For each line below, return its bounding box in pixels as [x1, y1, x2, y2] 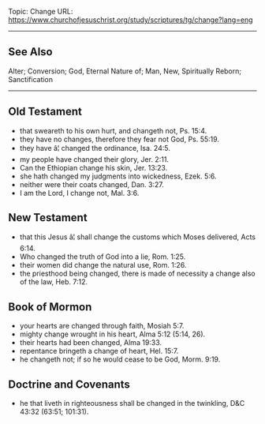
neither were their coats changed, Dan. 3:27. [19, 179, 164, 189]
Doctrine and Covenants [8, 377, 130, 391]
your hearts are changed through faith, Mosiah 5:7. [19, 321, 185, 331]
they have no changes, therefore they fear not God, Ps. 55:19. [19, 134, 219, 144]
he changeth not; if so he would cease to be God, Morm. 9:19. [19, 355, 221, 364]
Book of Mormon [8, 300, 92, 313]
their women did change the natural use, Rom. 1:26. [19, 261, 187, 270]
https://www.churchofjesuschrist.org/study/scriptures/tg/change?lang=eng [8, 15, 254, 24]
